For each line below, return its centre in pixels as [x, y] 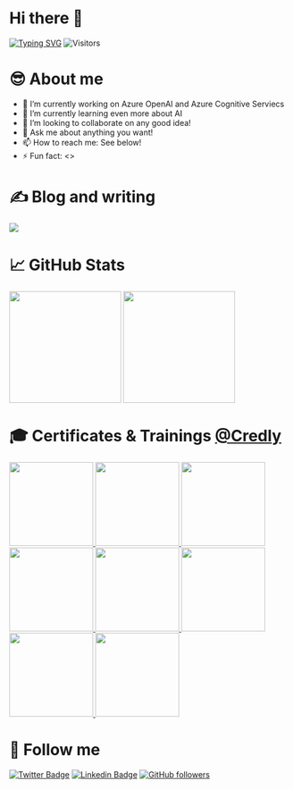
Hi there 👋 [46, 18]
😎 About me [57, 79]
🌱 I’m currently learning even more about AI [102, 113]
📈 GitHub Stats [67, 265]
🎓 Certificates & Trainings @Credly [146, 436]
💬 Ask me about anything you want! [88, 132]
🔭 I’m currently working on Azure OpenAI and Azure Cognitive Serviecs [153, 104]
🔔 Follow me [55, 749]
